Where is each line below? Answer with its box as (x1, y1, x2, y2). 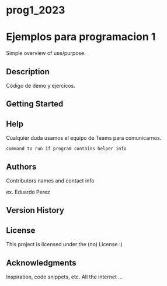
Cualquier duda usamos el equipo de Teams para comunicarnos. (6, 135, 162, 142)
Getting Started (6, 99, 64, 109)
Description (6, 67, 50, 77)
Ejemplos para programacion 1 (6, 30, 156, 44)
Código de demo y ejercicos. (6, 82, 76, 89)
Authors (6, 161, 37, 171)
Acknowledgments (6, 258, 77, 268)
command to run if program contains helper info (6, 146, 127, 152)
